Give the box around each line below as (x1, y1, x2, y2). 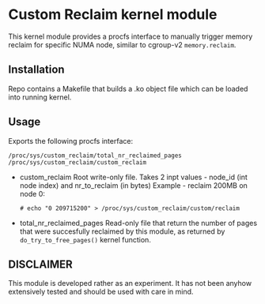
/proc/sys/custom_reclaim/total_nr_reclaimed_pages (8, 152, 182, 160)
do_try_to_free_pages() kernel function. (19, 235, 152, 244)
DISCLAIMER (8, 257, 73, 271)
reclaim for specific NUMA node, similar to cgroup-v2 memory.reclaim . (8, 39, 237, 49)
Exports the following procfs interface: (8, 136, 133, 145)
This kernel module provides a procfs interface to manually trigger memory (8, 32, 253, 41)
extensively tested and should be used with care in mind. (8, 287, 194, 297)
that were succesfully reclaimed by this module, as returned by (19, 227, 225, 236)
